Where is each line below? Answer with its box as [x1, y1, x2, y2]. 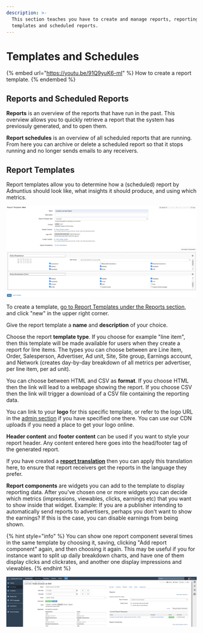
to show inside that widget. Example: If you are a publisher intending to [6, 501, 183, 509]
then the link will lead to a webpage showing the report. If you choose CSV [6, 383, 192, 390]
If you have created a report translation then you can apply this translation [6, 457, 193, 464]
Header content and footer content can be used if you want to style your [6, 432, 190, 440]
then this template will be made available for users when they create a [6, 340, 181, 347]
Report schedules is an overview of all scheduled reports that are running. [6, 134, 192, 142]
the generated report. [6, 446, 60, 453]
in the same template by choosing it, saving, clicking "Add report [6, 538, 167, 546]
